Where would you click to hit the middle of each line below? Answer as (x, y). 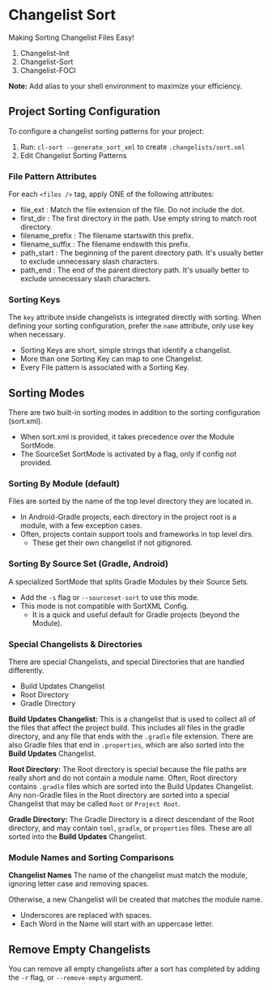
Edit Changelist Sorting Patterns (73, 155)
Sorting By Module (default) (64, 484)
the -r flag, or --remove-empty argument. (76, 978)
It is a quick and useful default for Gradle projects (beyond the (136, 615)
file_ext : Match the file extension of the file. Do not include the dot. (132, 210)
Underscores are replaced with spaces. (86, 915)
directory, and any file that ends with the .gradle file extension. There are (131, 736)
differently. (26, 671)
